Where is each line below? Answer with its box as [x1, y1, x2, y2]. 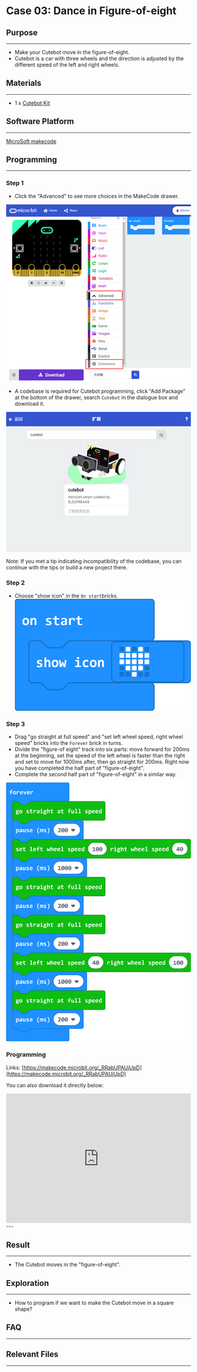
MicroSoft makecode [6, 137, 57, 145]
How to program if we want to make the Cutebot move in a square [14, 1299, 174, 1306]
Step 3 [6, 720, 25, 728]
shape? [14, 1305, 33, 1313]
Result [6, 1240, 30, 1250]
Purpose [6, 28, 38, 38]
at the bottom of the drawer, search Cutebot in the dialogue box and [14, 393, 178, 401]
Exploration [6, 1278, 49, 1288]
